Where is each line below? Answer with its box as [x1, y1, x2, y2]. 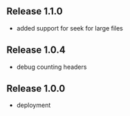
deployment [16, 101, 51, 110]
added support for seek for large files [16, 24, 124, 32]
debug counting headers [16, 63, 87, 71]
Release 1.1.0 [6, 6, 63, 17]
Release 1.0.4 [6, 44, 66, 56]
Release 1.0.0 [6, 83, 66, 94]
